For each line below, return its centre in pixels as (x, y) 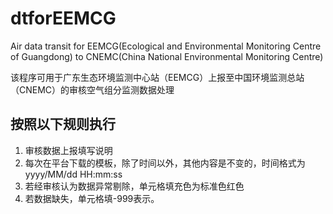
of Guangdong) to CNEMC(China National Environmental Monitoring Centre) (167, 56)
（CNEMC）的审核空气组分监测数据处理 (92, 89)
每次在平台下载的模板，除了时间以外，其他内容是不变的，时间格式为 (165, 163)
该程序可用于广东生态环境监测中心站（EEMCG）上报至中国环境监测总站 (157, 77)
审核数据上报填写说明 (68, 150)
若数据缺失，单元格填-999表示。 (92, 198)
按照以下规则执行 (63, 124)
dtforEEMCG (63, 18)
